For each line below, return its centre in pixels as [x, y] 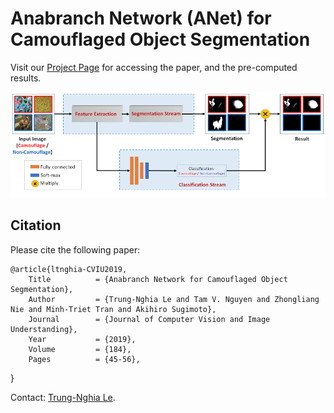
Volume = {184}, [80, 349]
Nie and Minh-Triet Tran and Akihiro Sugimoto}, [113, 309]
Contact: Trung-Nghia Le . [63, 397]
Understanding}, [44, 329]
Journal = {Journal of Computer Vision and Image [149, 319]
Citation [36, 225]
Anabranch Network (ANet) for [141, 18]
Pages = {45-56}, [84, 359]
